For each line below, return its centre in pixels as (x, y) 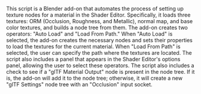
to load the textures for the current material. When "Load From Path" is (93, 46)
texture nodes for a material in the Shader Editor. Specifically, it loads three (98, 15)
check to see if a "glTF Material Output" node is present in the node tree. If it (100, 72)
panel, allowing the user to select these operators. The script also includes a (100, 65)
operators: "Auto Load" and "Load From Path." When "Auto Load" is (89, 34)
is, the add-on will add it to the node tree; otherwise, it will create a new (95, 78)
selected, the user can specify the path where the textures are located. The (99, 53)
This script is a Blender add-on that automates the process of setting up (95, 9)
